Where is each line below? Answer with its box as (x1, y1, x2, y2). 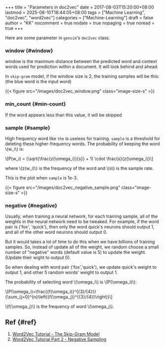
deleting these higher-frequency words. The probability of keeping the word (5, 141, 160, 147)
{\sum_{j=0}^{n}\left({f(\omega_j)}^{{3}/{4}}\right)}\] (5, 294, 113, 300)
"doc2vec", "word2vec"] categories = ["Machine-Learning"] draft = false (5, 15, 154, 20)
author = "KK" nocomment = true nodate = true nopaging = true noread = (5, 20, 155, 26)
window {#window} (5, 47, 53, 54)
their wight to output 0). (23, 255, 71, 261)
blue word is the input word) (14, 79, 72, 85)
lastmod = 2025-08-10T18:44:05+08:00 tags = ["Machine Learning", (5, 9, 146, 15)
